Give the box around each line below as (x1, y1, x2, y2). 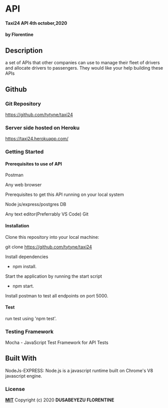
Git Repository (5, 100, 41, 107)
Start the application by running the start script (5, 273, 102, 279)
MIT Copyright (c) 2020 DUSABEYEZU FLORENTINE (5, 397, 115, 403)
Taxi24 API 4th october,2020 (5, 20, 67, 26)
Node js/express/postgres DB (5, 201, 66, 208)
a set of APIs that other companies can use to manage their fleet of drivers (5, 60, 160, 66)
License (5, 385, 25, 392)
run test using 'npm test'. (5, 315, 57, 321)
